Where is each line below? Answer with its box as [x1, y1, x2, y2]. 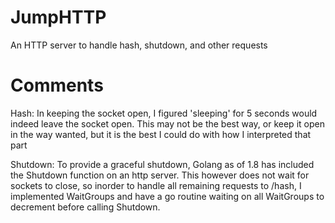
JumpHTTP [10, 6, 107, 29]
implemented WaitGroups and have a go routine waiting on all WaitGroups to [10, 190, 325, 202]
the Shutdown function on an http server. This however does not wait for [10, 169, 310, 181]
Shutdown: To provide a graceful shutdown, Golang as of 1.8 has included [10, 158, 315, 170]
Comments [10, 74, 104, 97]
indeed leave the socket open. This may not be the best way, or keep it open [10, 117, 325, 130]
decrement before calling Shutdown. [10, 201, 161, 213]
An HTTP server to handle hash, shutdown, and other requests [10, 39, 268, 51]
